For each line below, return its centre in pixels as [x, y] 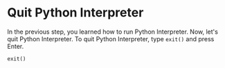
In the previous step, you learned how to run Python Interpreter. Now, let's [112, 32]
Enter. [16, 46]
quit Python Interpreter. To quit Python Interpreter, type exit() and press [111, 38]
